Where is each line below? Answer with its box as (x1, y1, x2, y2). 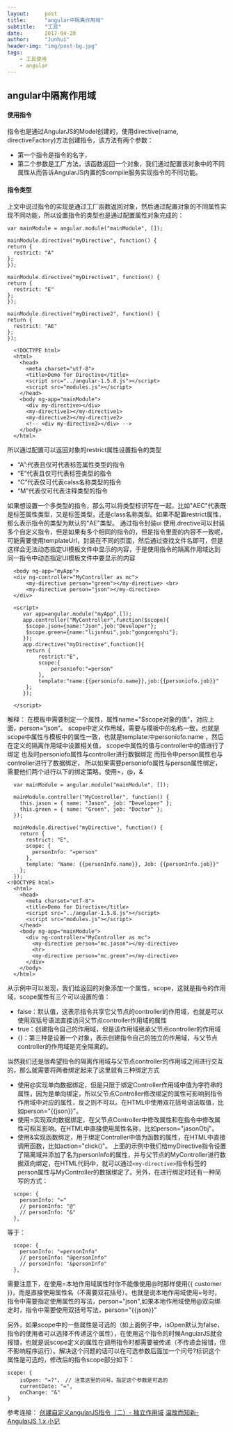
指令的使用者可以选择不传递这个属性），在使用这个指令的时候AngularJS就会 (7, 1329, 223, 1338)
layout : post (7, 10, 58, 17)
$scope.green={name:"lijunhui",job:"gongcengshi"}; (25, 629, 179, 636)
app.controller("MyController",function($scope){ (22, 617, 170, 624)
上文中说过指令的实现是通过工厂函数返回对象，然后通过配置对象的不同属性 (7, 202, 220, 211)
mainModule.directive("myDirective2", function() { (7, 311, 160, 318)
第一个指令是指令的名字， (17, 151, 91, 159)
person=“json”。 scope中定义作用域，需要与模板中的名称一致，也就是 (19, 724, 220, 733)
